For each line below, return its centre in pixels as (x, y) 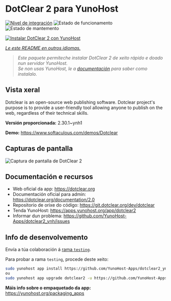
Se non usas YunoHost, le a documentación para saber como (82, 69)
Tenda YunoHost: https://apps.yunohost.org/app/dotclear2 (74, 211)
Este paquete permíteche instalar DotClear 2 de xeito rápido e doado (90, 58)
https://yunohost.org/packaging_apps (45, 293)
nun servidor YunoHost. (42, 63)
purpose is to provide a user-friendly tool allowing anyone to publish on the (84, 108)
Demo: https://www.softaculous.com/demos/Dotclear (62, 132)
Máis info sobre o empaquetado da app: (48, 288)
